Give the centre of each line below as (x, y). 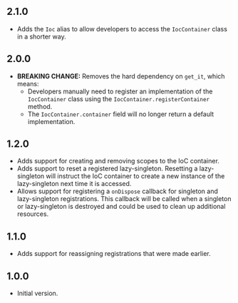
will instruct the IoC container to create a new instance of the (135, 176)
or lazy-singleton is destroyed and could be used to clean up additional (121, 207)
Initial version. (37, 293)
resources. (33, 214)
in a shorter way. (41, 36)
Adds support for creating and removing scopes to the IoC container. (118, 161)
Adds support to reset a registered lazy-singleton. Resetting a (107, 169)
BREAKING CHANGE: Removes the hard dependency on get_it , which (121, 76)
